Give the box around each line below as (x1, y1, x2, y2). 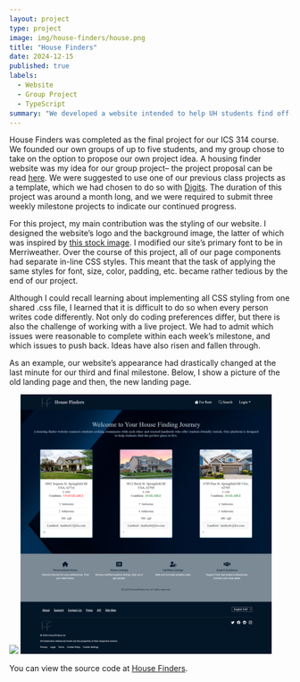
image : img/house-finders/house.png (9, 33, 146, 42)
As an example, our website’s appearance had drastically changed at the (9, 358, 277, 369)
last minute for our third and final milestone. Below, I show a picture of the (9, 367, 280, 378)
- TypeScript (17, 99, 66, 108)
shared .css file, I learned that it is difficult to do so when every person (9, 303, 269, 313)
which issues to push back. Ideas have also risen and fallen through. (9, 340, 261, 351)
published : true (9, 62, 70, 71)
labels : (9, 72, 38, 81)
